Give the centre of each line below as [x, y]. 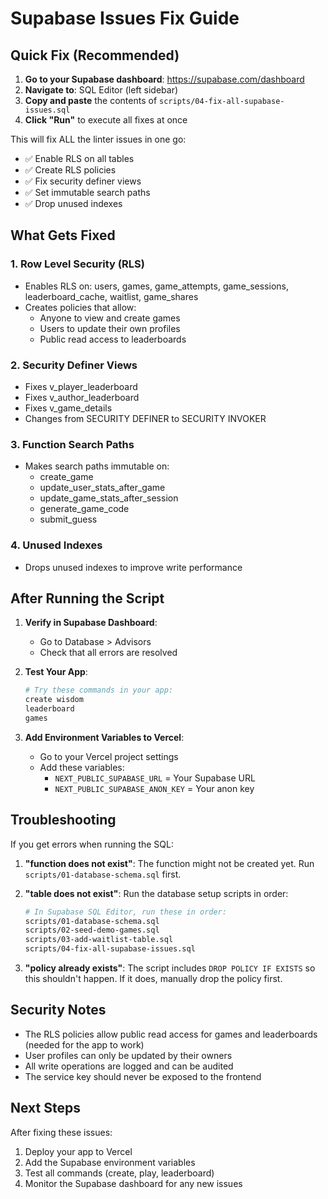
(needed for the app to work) [84, 1044]
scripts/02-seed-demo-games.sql [92, 930]
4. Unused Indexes [56, 545]
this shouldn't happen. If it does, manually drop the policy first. [153, 979]
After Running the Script [87, 598]
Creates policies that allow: [80, 307]
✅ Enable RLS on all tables [79, 158]
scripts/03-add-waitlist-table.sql [99, 940]
